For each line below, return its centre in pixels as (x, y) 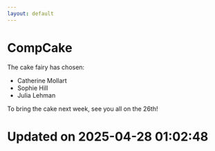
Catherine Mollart (42, 80)
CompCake (40, 47)
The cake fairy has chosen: (46, 67)
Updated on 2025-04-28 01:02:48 (108, 136)
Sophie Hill (32, 88)
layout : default (30, 14)
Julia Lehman (36, 95)
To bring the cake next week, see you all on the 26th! (83, 109)
